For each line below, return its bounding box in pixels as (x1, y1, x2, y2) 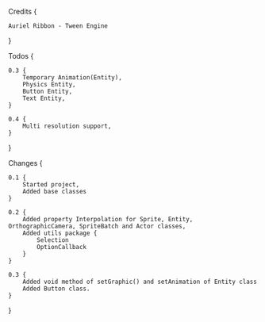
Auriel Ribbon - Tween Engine (8, 22, 109, 30)
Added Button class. (22, 285, 90, 293)
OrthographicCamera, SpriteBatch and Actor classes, (8, 222, 186, 230)
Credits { (8, 7, 37, 16)
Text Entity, (22, 94, 66, 102)
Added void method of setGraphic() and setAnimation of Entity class (22, 278, 258, 286)
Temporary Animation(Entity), (22, 74, 123, 82)
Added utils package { (22, 229, 98, 237)
